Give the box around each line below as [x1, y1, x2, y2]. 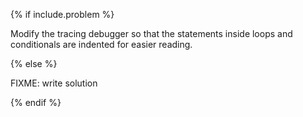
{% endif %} [10, 97, 62, 108]
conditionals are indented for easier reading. [10, 39, 193, 50]
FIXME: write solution [10, 77, 98, 89]
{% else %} [10, 58, 58, 69]
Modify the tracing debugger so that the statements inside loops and [10, 28, 293, 39]
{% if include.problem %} [10, 9, 115, 20]
